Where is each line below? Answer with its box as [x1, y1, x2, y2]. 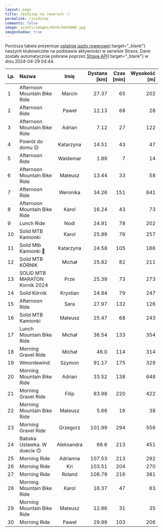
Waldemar [58, 155, 81, 161]
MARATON [19, 276, 44, 282]
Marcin [61, 90, 78, 97]
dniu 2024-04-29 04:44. [5, 59, 55, 64]
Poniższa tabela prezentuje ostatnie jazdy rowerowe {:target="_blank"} [5, 43, 146, 48]
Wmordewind [19, 359, 50, 366]
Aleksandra [56, 441, 83, 448]
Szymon [60, 359, 79, 366]
